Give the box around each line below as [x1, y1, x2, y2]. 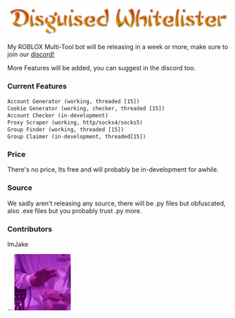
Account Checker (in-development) [7, 112, 109, 120]
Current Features [7, 81, 68, 91]
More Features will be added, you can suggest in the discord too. [7, 63, 196, 72]
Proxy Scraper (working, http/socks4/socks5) [7, 119, 143, 127]
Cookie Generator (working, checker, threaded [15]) [7, 105, 165, 113]
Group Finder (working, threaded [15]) [7, 126, 125, 134]
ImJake [7, 240, 29, 248]
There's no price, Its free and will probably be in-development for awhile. [7, 165, 220, 174]
